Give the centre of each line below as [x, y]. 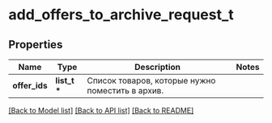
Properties [36, 45]
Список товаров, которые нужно [151, 80]
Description [157, 67]
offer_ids [30, 86]
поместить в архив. [125, 90]
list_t [65, 80]
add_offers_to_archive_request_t [121, 15]
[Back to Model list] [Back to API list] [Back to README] [101, 111]
